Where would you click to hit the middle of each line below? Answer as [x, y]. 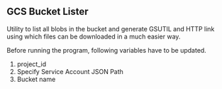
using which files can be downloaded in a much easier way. [94, 36]
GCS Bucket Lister [48, 12]
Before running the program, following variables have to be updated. [106, 50]
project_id [32, 64]
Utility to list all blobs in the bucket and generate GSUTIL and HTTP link [111, 28]
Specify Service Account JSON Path [70, 71]
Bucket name [36, 79]
